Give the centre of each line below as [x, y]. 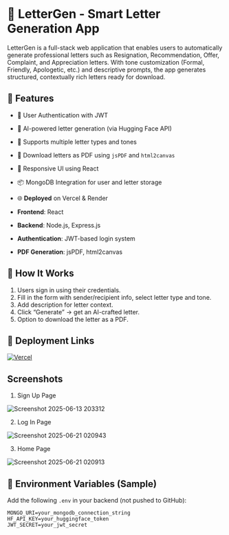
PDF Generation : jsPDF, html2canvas [69, 252]
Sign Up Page [36, 395]
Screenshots [35, 379]
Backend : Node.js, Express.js [59, 225]
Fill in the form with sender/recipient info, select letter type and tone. [114, 297]
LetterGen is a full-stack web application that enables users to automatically [115, 47]
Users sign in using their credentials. [69, 290]
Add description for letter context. [65, 305]
